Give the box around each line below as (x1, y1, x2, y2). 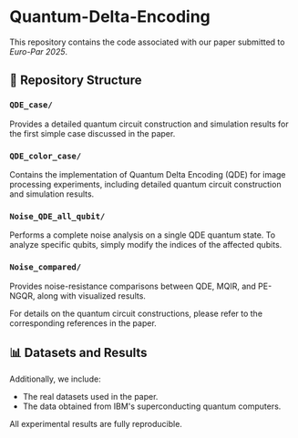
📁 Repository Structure (9, 73, 142, 88)
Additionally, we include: (9, 373, 102, 384)
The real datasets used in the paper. (22, 392, 159, 402)
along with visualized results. (36, 290, 146, 301)
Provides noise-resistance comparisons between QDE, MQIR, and (9, 280, 257, 291)
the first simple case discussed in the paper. (9, 127, 176, 138)
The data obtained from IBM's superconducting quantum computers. (22, 401, 282, 412)
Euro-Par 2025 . (9, 46, 68, 56)
